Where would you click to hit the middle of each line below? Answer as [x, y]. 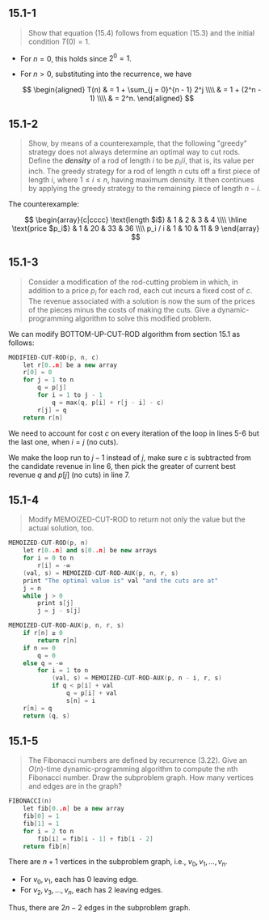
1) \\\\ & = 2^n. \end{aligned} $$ [142, 98]
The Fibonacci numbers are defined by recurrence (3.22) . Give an [138, 760]
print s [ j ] [56, 603]
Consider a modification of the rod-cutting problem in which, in [133, 282]
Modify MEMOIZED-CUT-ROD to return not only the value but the [137, 520]
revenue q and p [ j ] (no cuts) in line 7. [69, 475]
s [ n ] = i [80, 701]
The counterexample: [44, 204]
